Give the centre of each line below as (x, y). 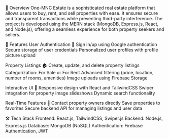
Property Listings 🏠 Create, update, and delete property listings (72, 65)
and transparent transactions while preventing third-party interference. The (84, 18)
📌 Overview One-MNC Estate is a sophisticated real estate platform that (80, 8)
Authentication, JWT (27, 131)
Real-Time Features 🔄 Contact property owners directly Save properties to (83, 103)
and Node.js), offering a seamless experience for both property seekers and (85, 29)
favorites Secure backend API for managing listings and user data (74, 108)
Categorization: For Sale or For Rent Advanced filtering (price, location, (79, 73)
